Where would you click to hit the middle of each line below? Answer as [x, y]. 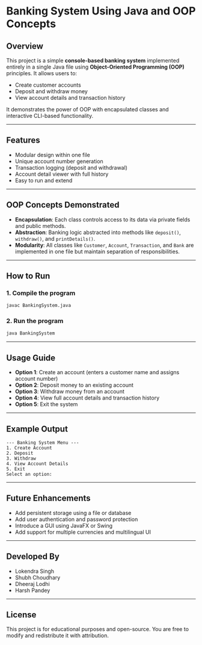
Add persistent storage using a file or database [73, 513]
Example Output [37, 429]
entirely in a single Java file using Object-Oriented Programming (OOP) [95, 67]
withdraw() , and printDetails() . [55, 238]
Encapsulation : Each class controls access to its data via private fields [103, 219]
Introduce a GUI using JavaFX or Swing [64, 525]
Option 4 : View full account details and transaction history [87, 398]
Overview [25, 46]
